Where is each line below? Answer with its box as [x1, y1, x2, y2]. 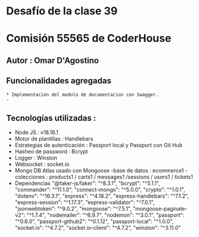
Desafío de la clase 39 [6, 4, 118, 18]
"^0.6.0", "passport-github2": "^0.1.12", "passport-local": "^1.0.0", [14, 218, 174, 225]
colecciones [14, 174, 45, 181]
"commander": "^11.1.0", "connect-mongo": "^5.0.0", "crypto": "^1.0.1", [14, 186, 186, 193]
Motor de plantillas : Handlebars [14, 135, 94, 142]
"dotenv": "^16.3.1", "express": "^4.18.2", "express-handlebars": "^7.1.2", [14, 193, 189, 200]
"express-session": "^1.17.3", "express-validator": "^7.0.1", [14, 199, 155, 206]
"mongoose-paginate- [132, 205, 188, 212]
